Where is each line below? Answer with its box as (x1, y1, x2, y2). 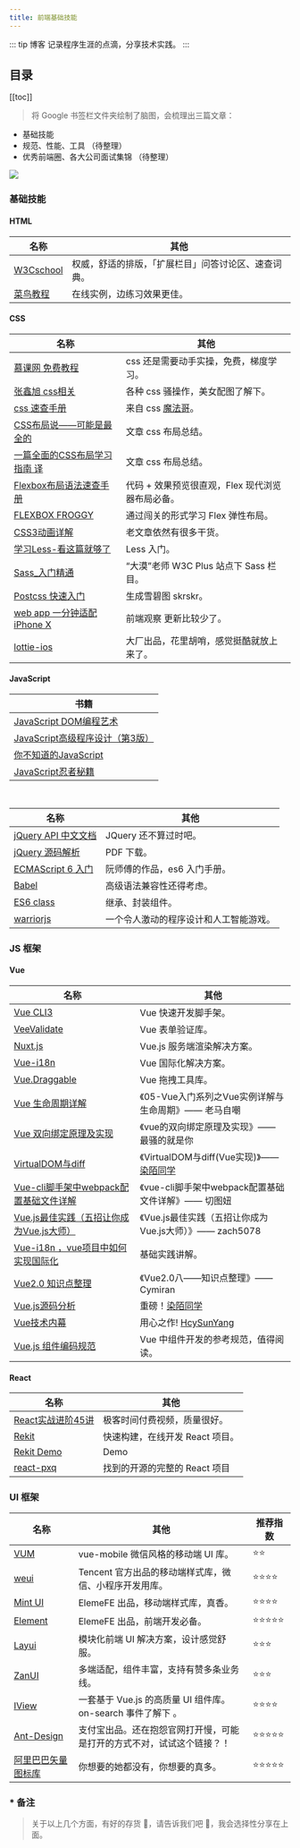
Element (13, 1614, 48, 1627)
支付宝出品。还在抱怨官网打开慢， (78, 1724, 221, 1736)
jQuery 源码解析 (13, 846, 80, 858)
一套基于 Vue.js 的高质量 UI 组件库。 (78, 1693, 230, 1706)
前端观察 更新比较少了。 (125, 612, 228, 625)
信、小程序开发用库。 (78, 1579, 168, 1591)
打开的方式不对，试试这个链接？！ (87, 1737, 230, 1750)
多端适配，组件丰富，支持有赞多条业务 (78, 1663, 239, 1675)
